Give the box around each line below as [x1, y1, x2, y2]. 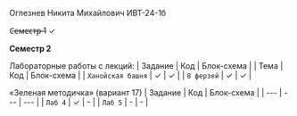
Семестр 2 [9, 44, 52, 54]
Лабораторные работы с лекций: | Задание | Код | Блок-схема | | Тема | [9, 61, 284, 70]
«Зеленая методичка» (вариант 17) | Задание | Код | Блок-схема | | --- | [9, 87, 283, 97]
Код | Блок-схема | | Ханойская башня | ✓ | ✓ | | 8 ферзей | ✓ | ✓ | [9, 70, 252, 80]
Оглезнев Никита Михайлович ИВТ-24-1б [9, 8, 167, 18]
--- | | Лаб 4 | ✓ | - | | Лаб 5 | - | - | [23, 97, 149, 107]
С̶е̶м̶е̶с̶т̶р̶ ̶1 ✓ [9, 26, 56, 36]
